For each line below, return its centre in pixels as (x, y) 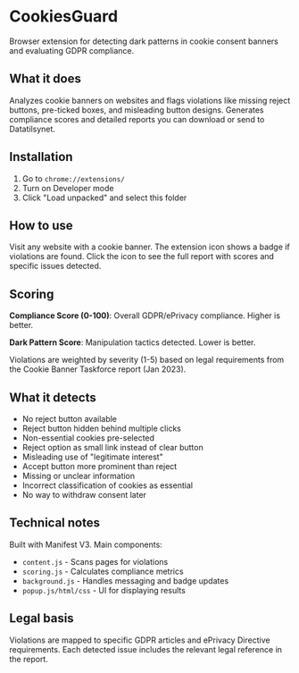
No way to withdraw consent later (84, 495)
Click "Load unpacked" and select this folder (104, 198)
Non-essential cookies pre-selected (88, 438)
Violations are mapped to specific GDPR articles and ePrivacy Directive (140, 640)
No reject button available (70, 419)
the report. (29, 659)
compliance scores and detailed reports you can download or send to (137, 119)
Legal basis (42, 618)
